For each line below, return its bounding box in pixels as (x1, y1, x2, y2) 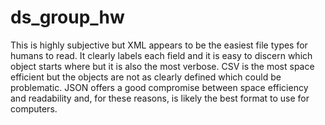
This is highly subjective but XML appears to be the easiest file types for (10, 39, 308, 51)
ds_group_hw (10, 6, 125, 29)
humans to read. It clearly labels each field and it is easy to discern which (10, 49, 313, 61)
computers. (10, 102, 58, 115)
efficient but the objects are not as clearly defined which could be (10, 71, 282, 83)
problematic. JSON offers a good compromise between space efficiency (10, 81, 309, 93)
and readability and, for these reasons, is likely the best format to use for (10, 92, 310, 104)
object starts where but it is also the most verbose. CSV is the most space (10, 60, 315, 72)
